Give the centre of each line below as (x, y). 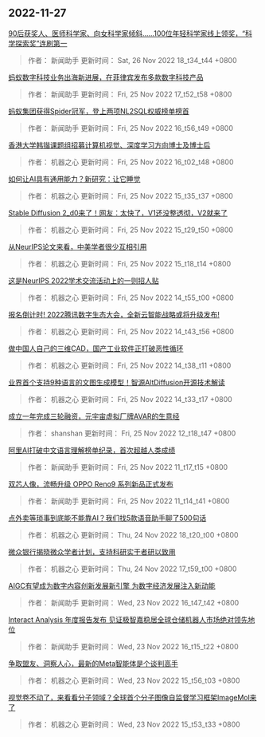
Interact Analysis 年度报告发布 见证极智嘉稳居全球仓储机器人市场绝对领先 (128, 619)
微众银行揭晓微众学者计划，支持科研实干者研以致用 (92, 552)
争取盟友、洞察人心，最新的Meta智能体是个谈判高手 (94, 663)
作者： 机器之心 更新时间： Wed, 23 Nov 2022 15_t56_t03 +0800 (134, 680)
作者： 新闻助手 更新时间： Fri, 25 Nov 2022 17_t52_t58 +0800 (130, 94)
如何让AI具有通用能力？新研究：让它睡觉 (74, 179)
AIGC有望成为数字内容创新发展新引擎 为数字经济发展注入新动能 (112, 585)
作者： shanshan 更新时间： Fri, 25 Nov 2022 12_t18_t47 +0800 (132, 433)
